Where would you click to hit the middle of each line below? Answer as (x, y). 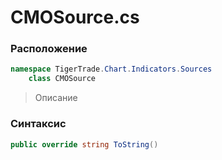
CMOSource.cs (75, 17)
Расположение (49, 49)
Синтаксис (38, 124)
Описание (56, 98)
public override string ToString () (84, 144)
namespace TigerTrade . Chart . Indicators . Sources (111, 69)
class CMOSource (62, 79)
